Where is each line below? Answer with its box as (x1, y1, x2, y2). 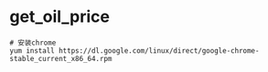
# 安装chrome (9, 38, 57, 47)
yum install (9, 46, 55, 56)
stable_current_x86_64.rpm (9, 54, 113, 63)
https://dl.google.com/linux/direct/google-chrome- (58, 46, 260, 56)
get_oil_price (9, 6, 110, 27)
